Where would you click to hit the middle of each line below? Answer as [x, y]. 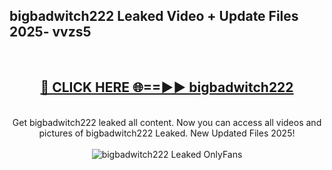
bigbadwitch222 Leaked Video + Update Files [154, 16]
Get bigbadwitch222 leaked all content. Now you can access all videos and [167, 122]
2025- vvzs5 [50, 32]
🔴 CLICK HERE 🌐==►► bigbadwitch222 [167, 87]
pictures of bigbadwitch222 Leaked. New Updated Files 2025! [167, 133]
